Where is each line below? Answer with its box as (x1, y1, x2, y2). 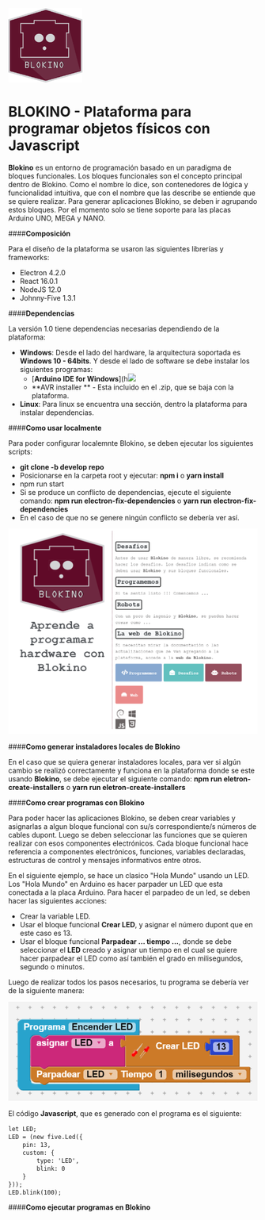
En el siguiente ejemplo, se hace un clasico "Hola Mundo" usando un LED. (8, 870, 249, 880)
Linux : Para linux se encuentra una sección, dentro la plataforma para (19, 399, 248, 409)
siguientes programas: (19, 364, 93, 374)
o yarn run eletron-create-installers (66, 782, 186, 792)
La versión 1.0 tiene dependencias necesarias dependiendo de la (8, 324, 220, 333)
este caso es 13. (19, 928, 73, 938)
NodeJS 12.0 (19, 285, 62, 294)
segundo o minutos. (19, 961, 85, 971)
